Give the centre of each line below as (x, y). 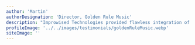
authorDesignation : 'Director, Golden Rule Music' (69, 17)
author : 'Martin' (27, 11)
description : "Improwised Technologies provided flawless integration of (98, 22)
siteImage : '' (23, 33)
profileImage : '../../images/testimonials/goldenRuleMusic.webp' (87, 28)
